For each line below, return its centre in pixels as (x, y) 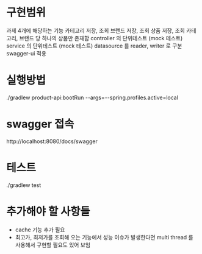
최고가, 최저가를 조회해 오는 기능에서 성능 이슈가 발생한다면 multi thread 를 (104, 237)
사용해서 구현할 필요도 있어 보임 (52, 245)
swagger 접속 (40, 124)
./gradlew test (24, 185)
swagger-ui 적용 (27, 53)
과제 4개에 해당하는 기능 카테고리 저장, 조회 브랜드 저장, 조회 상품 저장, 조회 (96, 30)
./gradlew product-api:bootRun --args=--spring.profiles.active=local (92, 97)
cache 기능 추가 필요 (40, 230)
